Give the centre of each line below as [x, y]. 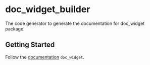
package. [15, 28]
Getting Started [30, 45]
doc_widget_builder [48, 9]
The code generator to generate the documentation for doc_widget [75, 23]
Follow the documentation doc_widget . [45, 57]
